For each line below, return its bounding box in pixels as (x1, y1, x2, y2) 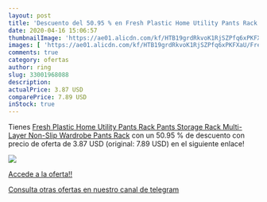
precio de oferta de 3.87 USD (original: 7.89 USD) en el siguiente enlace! (8, 139, 245, 149)
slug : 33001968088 (8, 71, 69, 79)
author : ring (8, 64, 52, 72)
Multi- (222, 122, 242, 132)
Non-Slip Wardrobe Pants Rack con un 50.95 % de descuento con (28, 130, 245, 140)
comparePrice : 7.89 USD (8, 93, 87, 101)
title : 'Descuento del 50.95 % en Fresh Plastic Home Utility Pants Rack (8, 19, 258, 27)
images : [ (8, 41, 41, 49)
